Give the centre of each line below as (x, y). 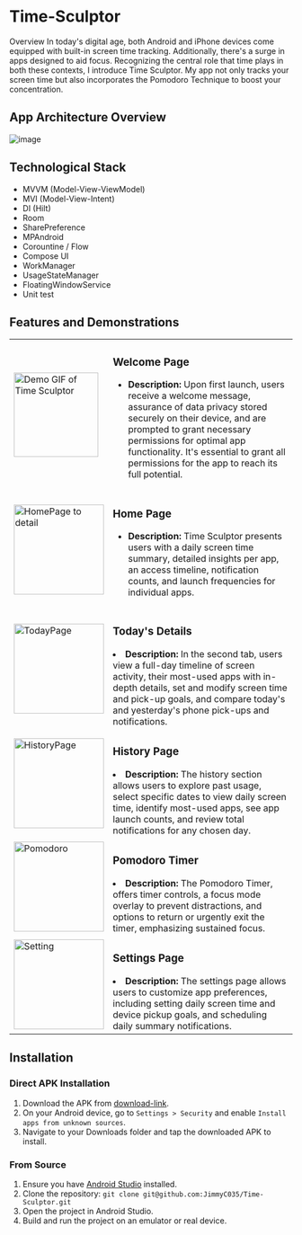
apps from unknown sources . (74, 1122)
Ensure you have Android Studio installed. (100, 1184)
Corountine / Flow (55, 246)
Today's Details (152, 632)
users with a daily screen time (191, 547)
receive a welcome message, (190, 395)
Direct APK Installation (60, 1083)
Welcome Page (151, 362)
